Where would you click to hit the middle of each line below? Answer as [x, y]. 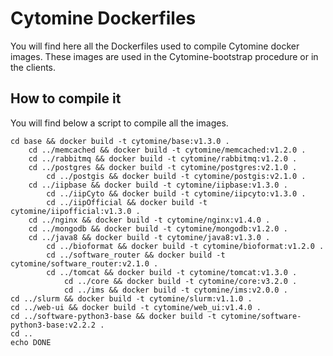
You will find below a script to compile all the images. [119, 123]
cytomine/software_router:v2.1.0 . [84, 263]
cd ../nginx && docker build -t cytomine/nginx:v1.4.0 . [149, 220]
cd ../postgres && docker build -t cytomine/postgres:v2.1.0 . [163, 167]
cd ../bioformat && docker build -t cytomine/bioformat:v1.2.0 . [185, 246]
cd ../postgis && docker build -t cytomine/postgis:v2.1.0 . [176, 176]
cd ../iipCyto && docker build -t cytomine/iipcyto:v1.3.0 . [176, 193]
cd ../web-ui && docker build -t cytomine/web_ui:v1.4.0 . [136, 307]
